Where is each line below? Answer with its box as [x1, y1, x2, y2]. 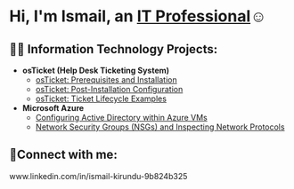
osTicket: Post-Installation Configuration [35, 84, 184, 94]
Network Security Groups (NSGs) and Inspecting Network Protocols [35, 122, 285, 132]
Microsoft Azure [21, 103, 85, 113]
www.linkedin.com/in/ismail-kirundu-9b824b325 [9, 170, 188, 181]
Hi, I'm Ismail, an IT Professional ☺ [9, 6, 267, 27]
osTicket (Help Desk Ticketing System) [21, 65, 170, 75]
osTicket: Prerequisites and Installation [35, 75, 178, 85]
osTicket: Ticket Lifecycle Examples [35, 93, 167, 104]
